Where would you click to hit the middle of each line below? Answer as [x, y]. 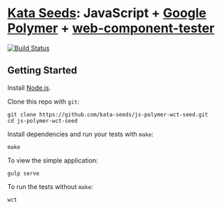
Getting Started [42, 70]
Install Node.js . [29, 88]
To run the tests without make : [51, 186]
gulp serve [23, 173]
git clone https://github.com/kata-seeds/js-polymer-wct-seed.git [108, 114]
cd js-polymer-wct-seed [43, 121]
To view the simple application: [53, 160]
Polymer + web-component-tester [111, 28]
